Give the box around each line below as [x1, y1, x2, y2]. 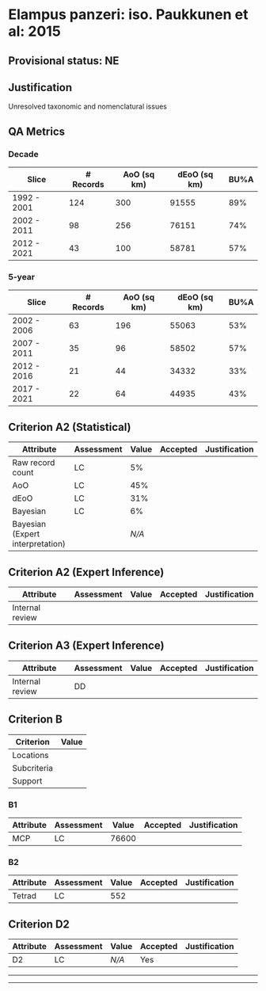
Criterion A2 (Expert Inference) [8, 565, 165, 579]
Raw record [12, 457, 55, 468]
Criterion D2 [8, 917, 70, 931]
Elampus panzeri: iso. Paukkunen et [8, 6, 249, 24]
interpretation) [12, 539, 66, 550]
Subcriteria [12, 762, 54, 773]
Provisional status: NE [8, 54, 120, 67]
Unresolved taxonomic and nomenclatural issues [8, 101, 168, 112]
